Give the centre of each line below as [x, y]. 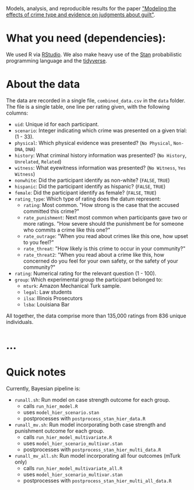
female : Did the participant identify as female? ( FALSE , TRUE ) [85, 192]
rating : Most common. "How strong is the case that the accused [101, 205]
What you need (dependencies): [86, 38]
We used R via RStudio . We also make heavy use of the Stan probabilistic [94, 54]
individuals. [20, 322]
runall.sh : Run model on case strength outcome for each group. [92, 400]
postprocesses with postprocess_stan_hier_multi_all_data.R [97, 481]
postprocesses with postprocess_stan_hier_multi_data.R [92, 449]
